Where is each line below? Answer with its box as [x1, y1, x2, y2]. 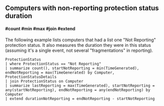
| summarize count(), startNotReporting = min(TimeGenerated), [5, 66, 140, 71]
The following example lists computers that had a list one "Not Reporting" [5, 37, 156, 43]
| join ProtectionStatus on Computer [5, 79, 84, 84]
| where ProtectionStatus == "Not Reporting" [5, 61, 101, 66]
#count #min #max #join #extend [5, 25, 76, 31]
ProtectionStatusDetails [5, 74, 57, 79]
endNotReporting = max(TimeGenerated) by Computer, [5, 70, 115, 75]
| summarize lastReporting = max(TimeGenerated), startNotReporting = [5, 83, 155, 88]
